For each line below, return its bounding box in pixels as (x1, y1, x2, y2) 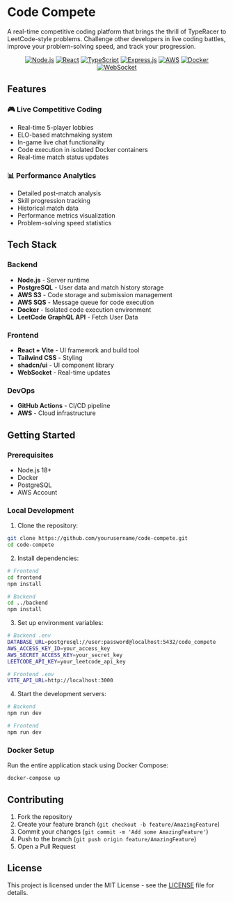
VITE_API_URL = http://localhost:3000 (7, 677, 113, 684)
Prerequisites (7, 450, 54, 460)
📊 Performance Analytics (7, 170, 97, 180)
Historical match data (17, 204, 79, 212)
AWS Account (17, 488, 58, 496)
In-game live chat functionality (17, 137, 105, 146)
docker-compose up (7, 775, 61, 782)
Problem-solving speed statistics (17, 218, 112, 227)
